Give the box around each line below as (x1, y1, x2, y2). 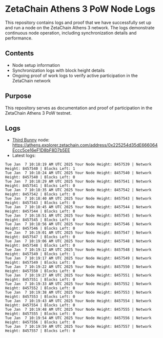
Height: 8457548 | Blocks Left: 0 (5, 243, 76, 248)
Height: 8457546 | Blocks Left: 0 (5, 226, 76, 231)
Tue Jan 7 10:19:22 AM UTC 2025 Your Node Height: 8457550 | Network (5, 264, 152, 269)
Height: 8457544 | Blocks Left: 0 (5, 209, 76, 214)
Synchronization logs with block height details (12, 67, 105, 73)
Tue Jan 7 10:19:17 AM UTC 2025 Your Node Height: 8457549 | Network (5, 256, 152, 261)
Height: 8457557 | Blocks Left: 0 (5, 328, 76, 334)
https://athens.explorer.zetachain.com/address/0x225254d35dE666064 (12, 142, 158, 148)
